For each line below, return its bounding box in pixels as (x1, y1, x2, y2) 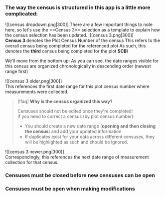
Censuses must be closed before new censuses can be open (5, 172, 156, 179)
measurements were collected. (5, 89, 69, 95)
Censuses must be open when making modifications (5, 185, 136, 192)
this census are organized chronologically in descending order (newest (5, 63, 151, 69)
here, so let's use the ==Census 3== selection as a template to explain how (5, 27, 161, 33)
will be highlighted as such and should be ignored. (24, 139, 129, 145)
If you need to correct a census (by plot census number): (17, 113, 135, 119)
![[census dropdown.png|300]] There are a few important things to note (5, 21, 153, 27)
